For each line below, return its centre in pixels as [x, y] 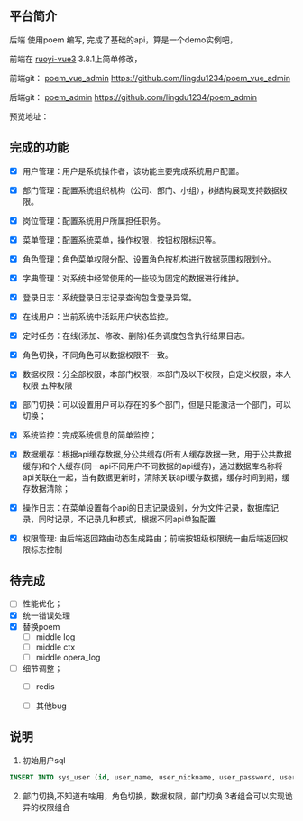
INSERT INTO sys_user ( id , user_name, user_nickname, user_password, [143, 777]
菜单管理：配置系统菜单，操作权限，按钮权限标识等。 [121, 240]
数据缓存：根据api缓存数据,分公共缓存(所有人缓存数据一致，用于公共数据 [157, 455]
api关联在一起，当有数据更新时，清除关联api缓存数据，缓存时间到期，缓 [156, 477]
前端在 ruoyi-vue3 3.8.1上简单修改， [76, 59]
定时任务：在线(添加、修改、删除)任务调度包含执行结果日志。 [136, 336]
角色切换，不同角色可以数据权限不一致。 [97, 355]
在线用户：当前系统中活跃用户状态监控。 [97, 317]
